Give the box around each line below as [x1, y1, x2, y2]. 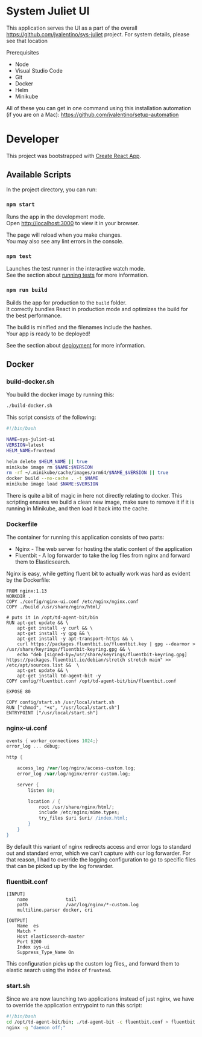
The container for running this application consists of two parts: [6, 534, 165, 541]
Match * [17, 928, 36, 935]
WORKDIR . [6, 593, 31, 600]
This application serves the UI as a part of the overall [6, 24, 137, 31]
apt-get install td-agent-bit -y [17, 673, 101, 679]
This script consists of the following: [6, 413, 96, 421]
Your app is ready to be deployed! [6, 330, 90, 337]
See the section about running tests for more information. [6, 271, 149, 279]
